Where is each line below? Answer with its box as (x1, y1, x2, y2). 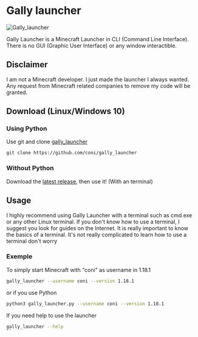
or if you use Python (6, 289, 57, 296)
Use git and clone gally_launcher (6, 138, 88, 146)
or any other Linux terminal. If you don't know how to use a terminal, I (6, 218, 180, 225)
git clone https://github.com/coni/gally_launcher (6, 150, 137, 156)
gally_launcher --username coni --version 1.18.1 (6, 277, 135, 284)
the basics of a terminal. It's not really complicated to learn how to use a (6, 231, 187, 238)
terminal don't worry (6, 237, 58, 245)
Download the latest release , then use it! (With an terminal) (6, 177, 153, 185)
